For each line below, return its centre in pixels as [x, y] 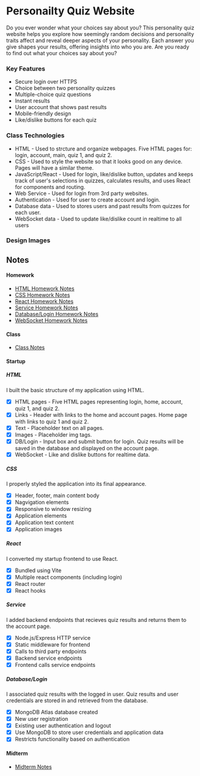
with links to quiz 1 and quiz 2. [52, 422]
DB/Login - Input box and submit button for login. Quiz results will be [99, 441]
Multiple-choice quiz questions [53, 95]
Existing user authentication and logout [63, 726]
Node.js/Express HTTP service [53, 637]
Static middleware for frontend [53, 644]
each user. [28, 212]
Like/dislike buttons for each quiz [56, 120]
